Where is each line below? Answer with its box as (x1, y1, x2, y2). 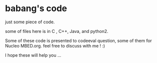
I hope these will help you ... (5, 52, 61, 58)
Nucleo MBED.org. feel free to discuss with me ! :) (5, 43, 105, 48)
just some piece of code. (5, 19, 55, 25)
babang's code (5, 3, 67, 14)
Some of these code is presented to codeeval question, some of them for (5, 37, 152, 44)
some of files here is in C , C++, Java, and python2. (5, 28, 109, 34)
